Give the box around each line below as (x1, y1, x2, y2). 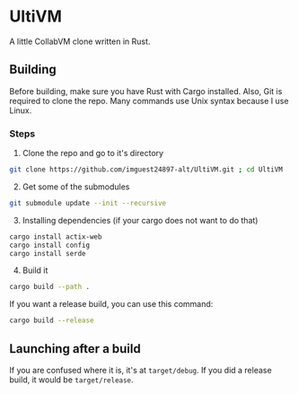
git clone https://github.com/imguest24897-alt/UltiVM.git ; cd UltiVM (9, 165, 283, 174)
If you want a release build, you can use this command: (9, 299, 214, 310)
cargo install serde (9, 249, 87, 258)
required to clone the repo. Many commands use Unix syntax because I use (9, 95, 289, 106)
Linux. (9, 105, 32, 116)
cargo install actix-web (9, 232, 102, 241)
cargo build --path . (9, 283, 91, 292)
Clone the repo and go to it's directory (22, 148, 164, 159)
